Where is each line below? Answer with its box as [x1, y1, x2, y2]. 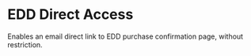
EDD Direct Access [7, 6, 134, 24]
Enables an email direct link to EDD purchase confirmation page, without [7, 32, 243, 41]
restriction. [7, 39, 43, 49]
